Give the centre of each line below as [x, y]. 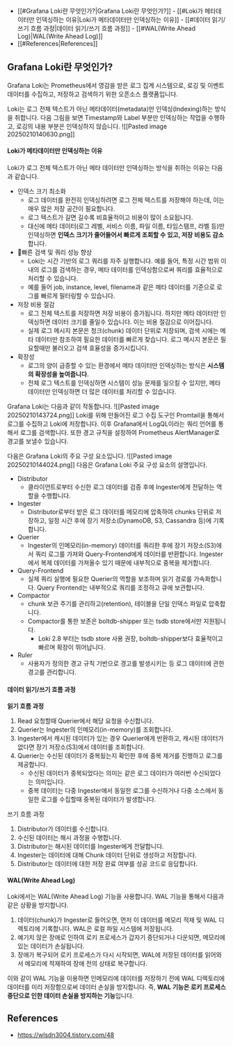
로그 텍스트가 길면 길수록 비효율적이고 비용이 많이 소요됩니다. [110, 217]
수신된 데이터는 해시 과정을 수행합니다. [69, 838]
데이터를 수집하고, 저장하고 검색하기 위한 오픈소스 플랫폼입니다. [93, 94]
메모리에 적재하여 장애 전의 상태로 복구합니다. [86, 964]
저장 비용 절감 [36, 305]
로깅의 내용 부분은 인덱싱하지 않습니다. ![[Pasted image [92, 126]
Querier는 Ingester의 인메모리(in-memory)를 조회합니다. [95, 730]
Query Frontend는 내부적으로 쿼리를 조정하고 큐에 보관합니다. [121, 587]
